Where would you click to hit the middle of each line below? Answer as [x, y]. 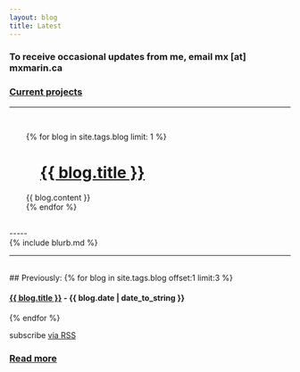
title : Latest [36, 26]
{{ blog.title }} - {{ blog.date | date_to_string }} [97, 298]
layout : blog [33, 17]
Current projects [46, 92]
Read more [33, 358]
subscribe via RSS [43, 335]
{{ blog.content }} [58, 197]
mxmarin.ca [36, 68]
